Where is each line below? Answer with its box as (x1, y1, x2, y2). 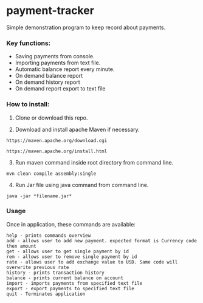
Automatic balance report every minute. (15, 66, 115, 73)
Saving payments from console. (15, 53, 95, 60)
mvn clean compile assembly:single (6, 171, 97, 177)
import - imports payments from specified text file (6, 280, 143, 286)
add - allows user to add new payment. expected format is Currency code (6, 237, 198, 243)
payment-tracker (6, 4, 94, 18)
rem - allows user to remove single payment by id (6, 253, 137, 260)
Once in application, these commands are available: (6, 220, 136, 228)
